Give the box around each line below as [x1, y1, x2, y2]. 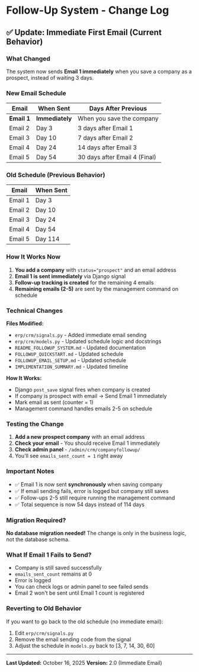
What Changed [6, 54, 50, 62]
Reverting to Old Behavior [6, 604, 82, 613]
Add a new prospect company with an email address [14, 434, 145, 441]
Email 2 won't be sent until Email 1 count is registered [14, 589, 145, 596]
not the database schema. [6, 536, 70, 543]
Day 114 [35, 235, 60, 243]
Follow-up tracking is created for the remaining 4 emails [14, 279, 154, 286]
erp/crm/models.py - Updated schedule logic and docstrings [14, 338, 162, 345]
